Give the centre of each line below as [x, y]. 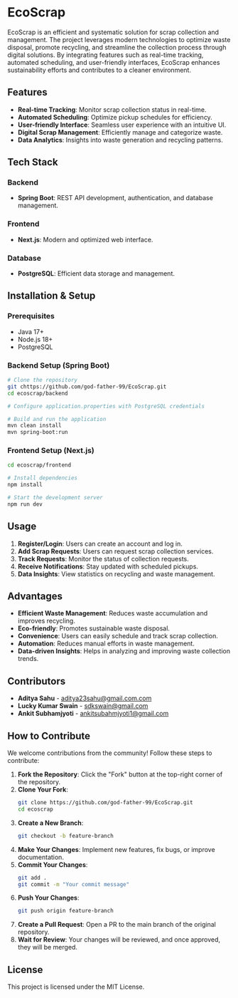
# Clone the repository [43, 380]
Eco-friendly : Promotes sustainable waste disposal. [94, 628]
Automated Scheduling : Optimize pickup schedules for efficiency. [115, 117]
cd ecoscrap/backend [38, 393]
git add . [32, 878]
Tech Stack [33, 162]
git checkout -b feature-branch [65, 836]
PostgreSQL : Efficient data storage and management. [96, 274]
